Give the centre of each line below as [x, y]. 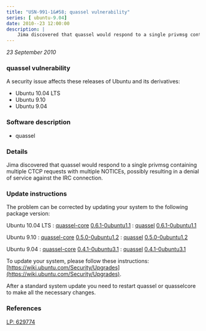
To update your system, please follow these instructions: [78, 261]
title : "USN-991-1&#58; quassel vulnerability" [68, 12]
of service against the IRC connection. [55, 178]
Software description [39, 122]
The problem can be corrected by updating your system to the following [97, 207]
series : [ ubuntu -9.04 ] [37, 18]
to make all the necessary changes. [51, 292]
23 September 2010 [31, 52]
